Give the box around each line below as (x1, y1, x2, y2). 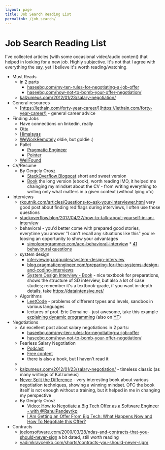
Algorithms (19, 293, 42, 299)
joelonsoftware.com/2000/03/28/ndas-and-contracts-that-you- (19, 429, 149, 435)
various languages (27, 303, 65, 310)
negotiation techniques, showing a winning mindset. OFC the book (19, 382, 155, 388)
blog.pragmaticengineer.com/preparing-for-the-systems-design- (27, 262, 160, 268)
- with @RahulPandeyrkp (27, 408, 78, 414)
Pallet (19, 142, 31, 148)
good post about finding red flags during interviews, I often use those (19, 205, 161, 210)
